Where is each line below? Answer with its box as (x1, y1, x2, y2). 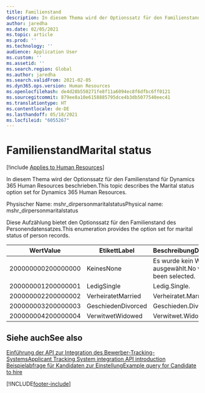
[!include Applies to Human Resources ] (6, 163, 105, 171)
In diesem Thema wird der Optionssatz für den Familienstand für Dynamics (6, 176, 195, 183)
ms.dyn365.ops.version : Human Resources (6, 83, 111, 89)
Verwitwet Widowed (86, 312, 143, 320)
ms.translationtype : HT (6, 100, 67, 106)
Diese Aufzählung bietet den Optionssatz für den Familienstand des (6, 219, 176, 226)
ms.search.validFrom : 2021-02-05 (6, 77, 92, 83)
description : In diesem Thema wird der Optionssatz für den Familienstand (6, 15, 201, 21)
